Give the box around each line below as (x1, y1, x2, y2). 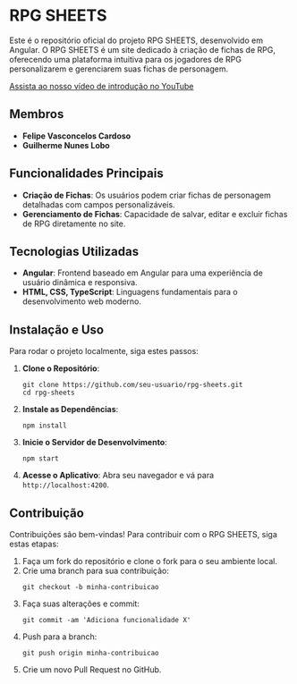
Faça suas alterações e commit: (21, 598, 140, 609)
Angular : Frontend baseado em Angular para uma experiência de (21, 267, 264, 278)
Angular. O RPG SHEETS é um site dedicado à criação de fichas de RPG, (9, 44, 276, 55)
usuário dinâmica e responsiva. (21, 277, 138, 288)
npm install (21, 421, 67, 430)
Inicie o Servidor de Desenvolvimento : (21, 437, 167, 448)
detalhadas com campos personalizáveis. (21, 198, 176, 210)
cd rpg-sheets (21, 388, 75, 398)
